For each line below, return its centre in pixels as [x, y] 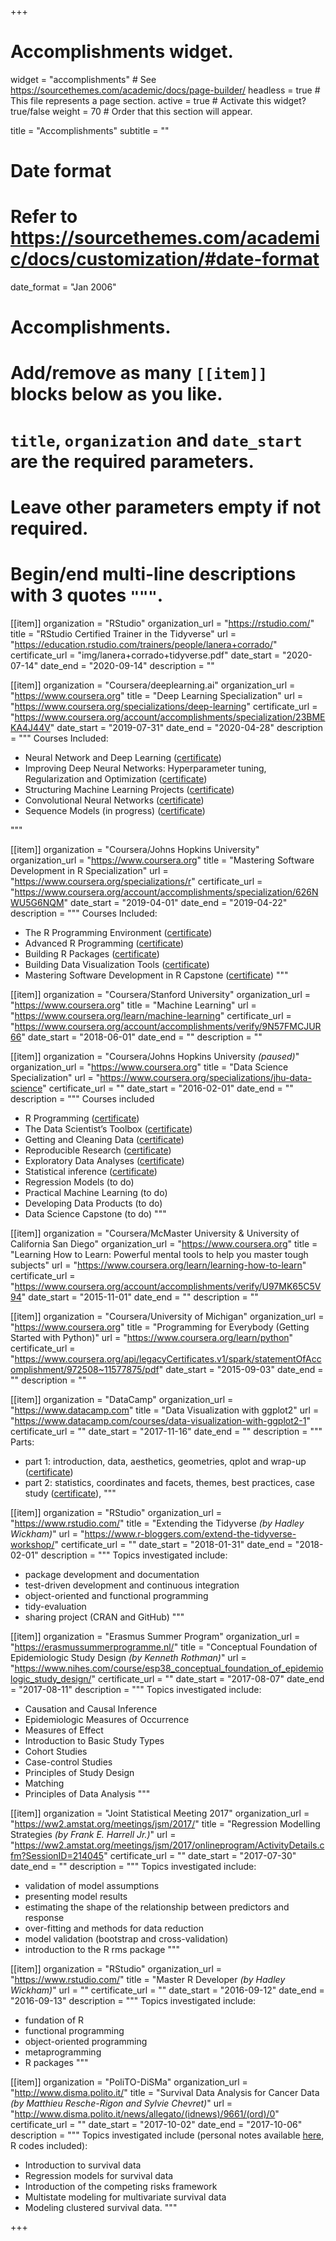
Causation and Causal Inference [91, 1708]
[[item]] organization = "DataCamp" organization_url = [122, 1399]
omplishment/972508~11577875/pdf [85, 1369]
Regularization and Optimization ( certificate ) [116, 778]
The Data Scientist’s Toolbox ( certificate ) [108, 1128]
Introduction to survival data [83, 2165]
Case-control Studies [68, 1762]
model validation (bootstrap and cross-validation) [126, 1938]
